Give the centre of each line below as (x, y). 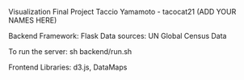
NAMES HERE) (33, 20)
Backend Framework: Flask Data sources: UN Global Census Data (118, 36)
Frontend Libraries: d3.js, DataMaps (68, 67)
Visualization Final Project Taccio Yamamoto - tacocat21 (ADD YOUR (122, 12)
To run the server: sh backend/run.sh (70, 51)
